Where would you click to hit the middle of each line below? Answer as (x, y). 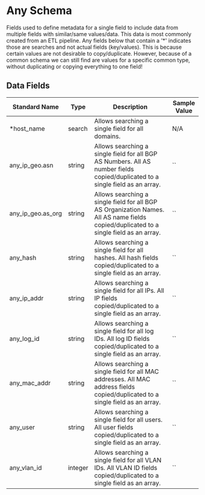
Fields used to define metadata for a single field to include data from (92, 28)
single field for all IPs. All (129, 290)
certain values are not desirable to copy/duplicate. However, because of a (99, 53)
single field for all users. (128, 419)
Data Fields (28, 86)
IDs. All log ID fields (122, 339)
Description (130, 106)
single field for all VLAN (128, 460)
